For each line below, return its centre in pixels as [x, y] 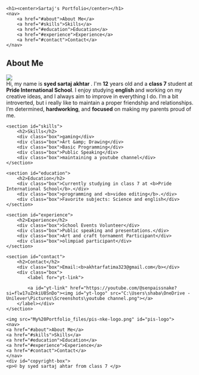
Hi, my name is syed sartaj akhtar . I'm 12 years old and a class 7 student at [99, 83]
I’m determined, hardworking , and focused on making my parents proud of [99, 109]
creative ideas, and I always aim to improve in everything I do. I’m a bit [92, 96]
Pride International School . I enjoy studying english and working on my [94, 90]
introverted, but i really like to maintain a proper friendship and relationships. [100, 103]
